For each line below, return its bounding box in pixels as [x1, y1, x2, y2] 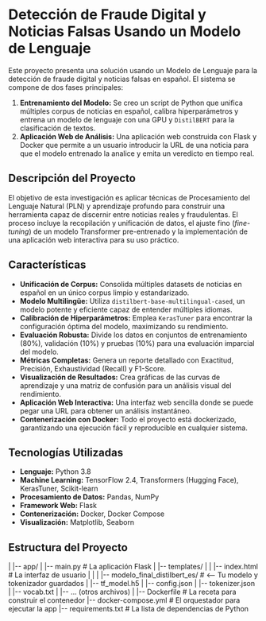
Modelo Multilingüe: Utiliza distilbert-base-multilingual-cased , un [19, 296, 245, 305]
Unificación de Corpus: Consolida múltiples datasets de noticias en [19, 279, 242, 289]
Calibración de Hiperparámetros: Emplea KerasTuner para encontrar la [19, 312, 253, 323]
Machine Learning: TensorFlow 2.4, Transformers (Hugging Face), [19, 475, 239, 485]
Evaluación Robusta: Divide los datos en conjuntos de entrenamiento [19, 330, 248, 340]
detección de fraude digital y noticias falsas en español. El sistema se [8, 74, 236, 83]
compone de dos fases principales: [8, 82, 124, 92]
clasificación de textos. [19, 123, 96, 133]
